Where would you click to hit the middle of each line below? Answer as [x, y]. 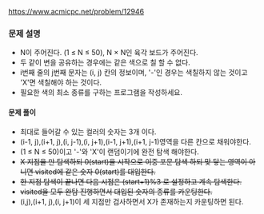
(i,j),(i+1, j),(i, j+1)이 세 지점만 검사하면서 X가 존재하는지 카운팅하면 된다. [132, 201]
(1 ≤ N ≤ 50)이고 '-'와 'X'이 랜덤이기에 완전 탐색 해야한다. [110, 152]
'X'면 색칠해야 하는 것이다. [61, 82]
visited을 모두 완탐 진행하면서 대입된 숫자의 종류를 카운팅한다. [116, 192]
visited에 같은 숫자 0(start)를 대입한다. [95, 172]
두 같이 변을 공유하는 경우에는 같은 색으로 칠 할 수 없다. [105, 62]
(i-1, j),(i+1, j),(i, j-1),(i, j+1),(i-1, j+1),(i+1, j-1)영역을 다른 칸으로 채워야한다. [136, 141]
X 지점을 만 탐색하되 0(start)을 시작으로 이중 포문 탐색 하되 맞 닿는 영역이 [134, 161]
